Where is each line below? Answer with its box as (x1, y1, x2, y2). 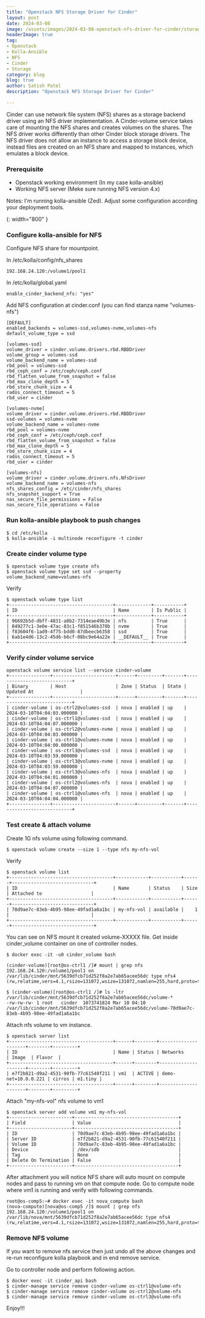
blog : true (6, 77, 34, 83)
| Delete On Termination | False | (6, 1157, 182, 1163)
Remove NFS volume (6, 1234, 69, 1242)
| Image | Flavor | (6, 1054, 62, 1061)
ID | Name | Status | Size (12, 885, 198, 891)
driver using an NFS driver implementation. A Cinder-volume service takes (6, 117, 193, 124)
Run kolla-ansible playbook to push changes (6, 516, 141, 525)
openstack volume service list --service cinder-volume (6, 667, 151, 673)
